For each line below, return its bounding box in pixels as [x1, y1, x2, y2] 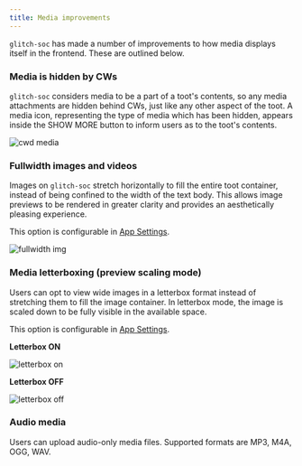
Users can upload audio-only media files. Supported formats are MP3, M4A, [9, 436, 292, 447]
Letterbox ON [9, 340, 61, 352]
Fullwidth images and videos [9, 159, 138, 172]
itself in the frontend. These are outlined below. [9, 47, 185, 59]
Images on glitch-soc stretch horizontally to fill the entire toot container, [9, 180, 279, 191]
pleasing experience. [9, 209, 87, 219]
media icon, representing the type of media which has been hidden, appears [9, 109, 293, 120]
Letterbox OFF [9, 376, 65, 387]
